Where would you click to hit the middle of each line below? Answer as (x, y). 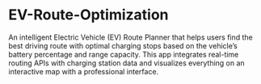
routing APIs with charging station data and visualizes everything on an (126, 63)
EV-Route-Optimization (88, 15)
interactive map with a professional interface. (84, 71)
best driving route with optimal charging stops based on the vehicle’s (123, 45)
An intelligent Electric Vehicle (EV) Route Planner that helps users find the (130, 37)
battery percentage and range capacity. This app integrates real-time (124, 54)
